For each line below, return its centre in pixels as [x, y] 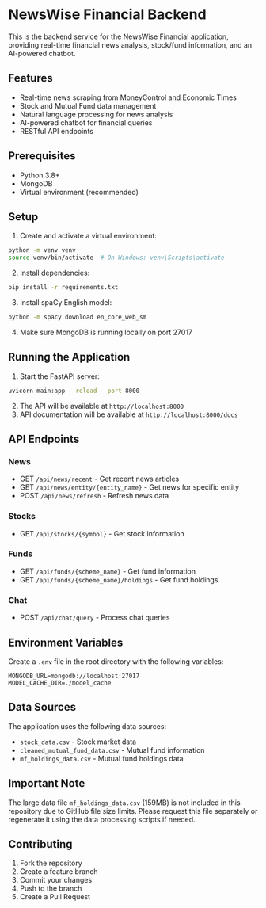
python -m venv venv [42, 250]
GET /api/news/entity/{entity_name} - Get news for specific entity [129, 487]
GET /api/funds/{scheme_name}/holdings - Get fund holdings [119, 579]
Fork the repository [51, 863]
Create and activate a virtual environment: [88, 236]
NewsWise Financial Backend [108, 15]
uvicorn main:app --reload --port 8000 [74, 391]
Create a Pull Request [55, 897]
